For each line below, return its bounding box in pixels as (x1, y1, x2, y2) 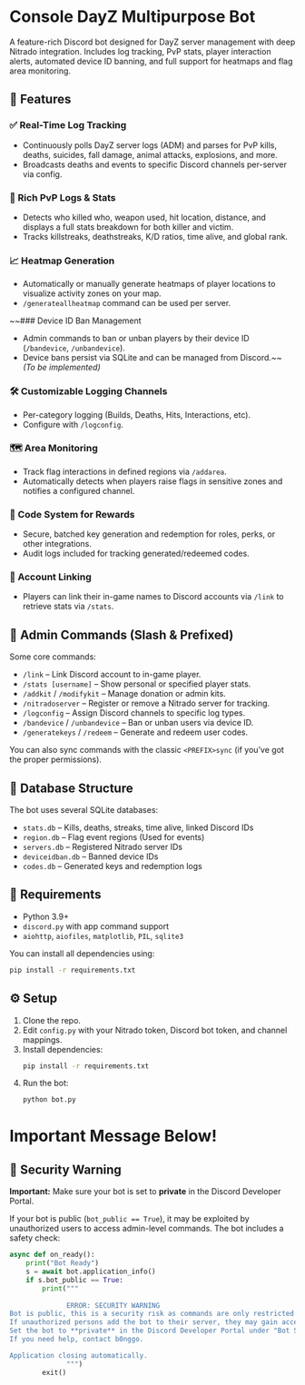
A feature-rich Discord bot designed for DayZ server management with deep (9, 36, 296, 47)
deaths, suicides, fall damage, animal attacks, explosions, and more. (22, 149, 279, 160)
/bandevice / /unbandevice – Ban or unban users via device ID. (22, 717, 254, 728)
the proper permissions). (9, 754, 103, 765)
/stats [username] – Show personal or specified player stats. (22, 678, 251, 689)
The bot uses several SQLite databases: (9, 805, 159, 816)
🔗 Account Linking (9, 570, 93, 583)
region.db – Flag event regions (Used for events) (22, 832, 205, 843)
